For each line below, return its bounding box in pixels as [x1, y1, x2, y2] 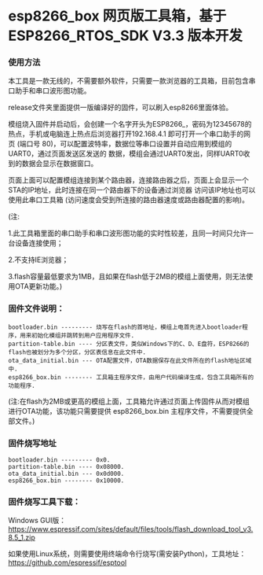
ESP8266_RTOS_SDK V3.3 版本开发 [8, 27, 243, 45]
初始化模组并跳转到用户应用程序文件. [31, 331, 135, 339]
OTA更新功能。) [14, 282, 63, 291]
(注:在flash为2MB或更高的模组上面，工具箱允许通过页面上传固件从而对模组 [8, 396, 250, 406]
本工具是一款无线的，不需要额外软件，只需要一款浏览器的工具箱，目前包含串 [8, 76, 256, 86]
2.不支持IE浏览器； [8, 255, 69, 264]
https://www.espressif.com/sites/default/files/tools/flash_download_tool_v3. [8, 525, 254, 534]
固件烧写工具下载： [8, 496, 81, 507]
